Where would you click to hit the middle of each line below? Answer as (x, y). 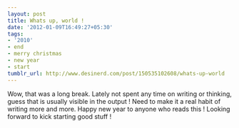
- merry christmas (35, 54)
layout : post (27, 14)
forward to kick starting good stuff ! (60, 116)
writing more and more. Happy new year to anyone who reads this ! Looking (119, 109)
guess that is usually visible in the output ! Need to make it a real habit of (114, 101)
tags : (15, 34)
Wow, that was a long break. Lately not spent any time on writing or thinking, (119, 94)
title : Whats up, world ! (46, 21)
